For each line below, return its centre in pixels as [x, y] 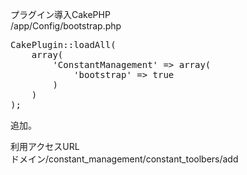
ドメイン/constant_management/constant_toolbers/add [124, 159]
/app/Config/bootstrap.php [66, 26]
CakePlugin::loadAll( [63, 44]
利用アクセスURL [45, 146]
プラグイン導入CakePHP [60, 14]
